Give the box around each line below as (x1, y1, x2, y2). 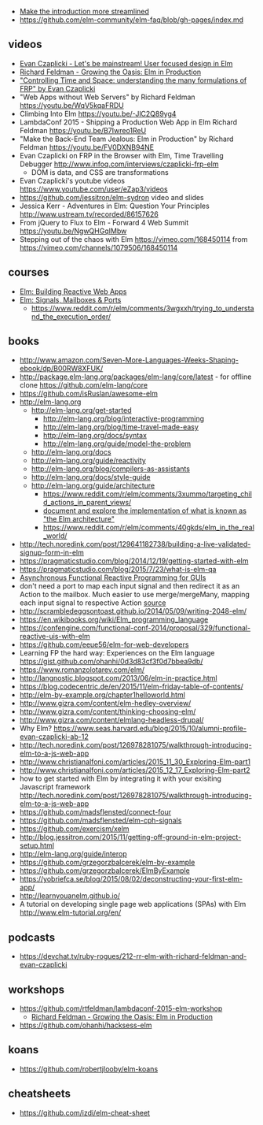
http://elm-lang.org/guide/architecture (31, 481, 155, 491)
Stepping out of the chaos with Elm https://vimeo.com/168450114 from (19, 234, 248, 243)
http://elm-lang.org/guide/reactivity (31, 456, 147, 466)
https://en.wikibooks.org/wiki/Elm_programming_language (19, 614, 209, 625)
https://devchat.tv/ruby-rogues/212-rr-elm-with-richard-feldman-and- (19, 952, 247, 961)
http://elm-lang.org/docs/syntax (42, 431, 148, 440)
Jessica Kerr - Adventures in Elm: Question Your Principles (19, 201, 210, 210)
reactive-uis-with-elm (19, 632, 90, 641)
